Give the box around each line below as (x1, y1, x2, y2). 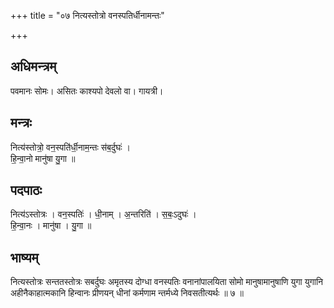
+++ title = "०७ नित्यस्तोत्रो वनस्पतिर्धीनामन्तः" (10, 10, 165, 21)
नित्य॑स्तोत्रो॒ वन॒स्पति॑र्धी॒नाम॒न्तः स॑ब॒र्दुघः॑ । (10, 141, 131, 153)
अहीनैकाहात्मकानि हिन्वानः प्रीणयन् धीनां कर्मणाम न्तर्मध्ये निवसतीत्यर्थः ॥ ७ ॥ (10, 287, 245, 299)
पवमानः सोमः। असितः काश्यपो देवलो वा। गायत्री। (10, 85, 164, 97)
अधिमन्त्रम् (10, 58, 57, 75)
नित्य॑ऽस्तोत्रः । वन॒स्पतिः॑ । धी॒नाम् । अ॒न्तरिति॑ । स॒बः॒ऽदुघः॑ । (10, 208, 197, 220)
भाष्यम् (10, 249, 39, 266)
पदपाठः (10, 182, 43, 199)
